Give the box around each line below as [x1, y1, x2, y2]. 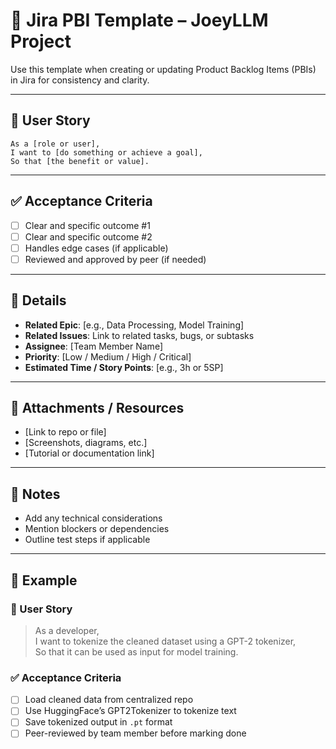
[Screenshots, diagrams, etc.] [24, 437, 148, 449]
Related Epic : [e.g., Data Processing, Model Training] [24, 319, 245, 331]
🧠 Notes [10, 485, 61, 503]
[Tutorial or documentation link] [24, 447, 155, 459]
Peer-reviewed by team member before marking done [24, 727, 247, 739]
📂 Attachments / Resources [10, 400, 185, 417]
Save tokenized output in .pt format [24, 716, 173, 728]
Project [10, 30, 72, 53]
